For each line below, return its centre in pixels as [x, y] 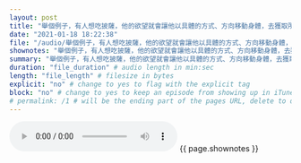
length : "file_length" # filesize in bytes [92, 76]
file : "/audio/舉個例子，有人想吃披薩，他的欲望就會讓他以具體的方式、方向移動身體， [151, 43]
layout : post [34, 17]
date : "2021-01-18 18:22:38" [64, 34]
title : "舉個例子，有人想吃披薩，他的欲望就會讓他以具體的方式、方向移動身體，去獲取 [149, 26]
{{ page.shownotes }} [219, 149]
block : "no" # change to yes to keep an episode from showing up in [140, 92]
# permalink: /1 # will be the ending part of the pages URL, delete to [148, 101]
